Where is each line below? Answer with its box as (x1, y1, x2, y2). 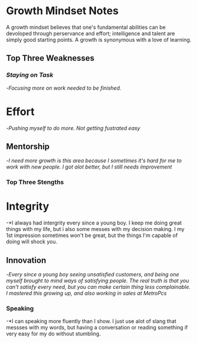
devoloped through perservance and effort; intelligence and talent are (6, 29, 175, 37)
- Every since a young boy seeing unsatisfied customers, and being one (6, 271, 179, 278)
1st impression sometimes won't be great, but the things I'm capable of (6, 232, 178, 239)
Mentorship (6, 141, 50, 151)
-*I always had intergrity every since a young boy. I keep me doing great (6, 219, 182, 226)
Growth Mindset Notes (6, 4, 119, 18)
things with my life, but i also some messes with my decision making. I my (6, 226, 185, 233)
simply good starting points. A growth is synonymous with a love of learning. (6, 36, 192, 43)
